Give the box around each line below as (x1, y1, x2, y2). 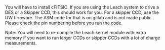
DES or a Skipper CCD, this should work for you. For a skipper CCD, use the (5, 9, 159, 15)
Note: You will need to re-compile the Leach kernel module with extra (5, 30, 146, 35)
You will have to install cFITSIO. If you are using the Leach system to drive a (5, 4, 159, 10)
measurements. (5, 40, 37, 46)
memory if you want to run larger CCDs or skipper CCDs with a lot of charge (5, 35, 161, 41)
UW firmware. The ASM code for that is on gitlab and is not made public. (5, 15, 153, 20)
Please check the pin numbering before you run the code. (5, 20, 123, 26)
